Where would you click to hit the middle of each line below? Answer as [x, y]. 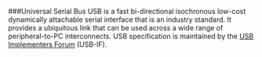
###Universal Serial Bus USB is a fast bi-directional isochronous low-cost [127, 11]
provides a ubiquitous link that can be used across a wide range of [116, 28]
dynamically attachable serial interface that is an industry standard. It [120, 20]
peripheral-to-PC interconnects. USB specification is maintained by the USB [131, 36]
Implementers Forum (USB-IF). [58, 45]
